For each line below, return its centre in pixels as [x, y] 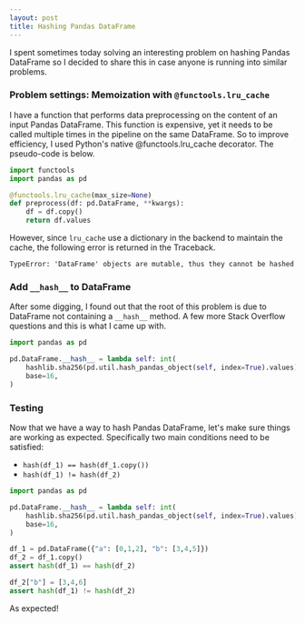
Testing [26, 407]
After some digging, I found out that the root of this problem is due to [138, 306]
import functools [42, 170]
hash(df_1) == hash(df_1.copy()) [86, 466]
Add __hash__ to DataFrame [70, 286]
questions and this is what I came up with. [88, 326]
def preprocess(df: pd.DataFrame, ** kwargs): [97, 204]
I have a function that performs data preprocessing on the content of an [144, 115]
